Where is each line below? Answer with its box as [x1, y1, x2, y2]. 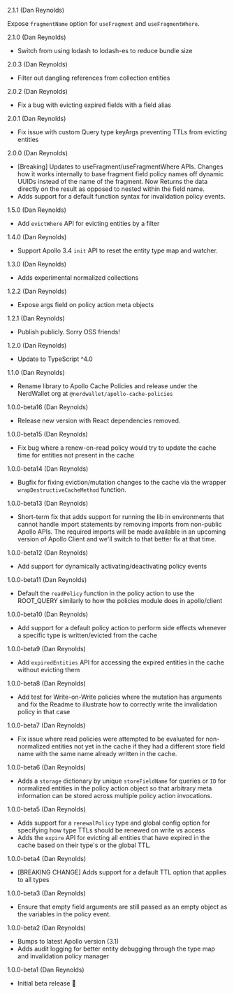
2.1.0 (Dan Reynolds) [7, 33, 66, 41]
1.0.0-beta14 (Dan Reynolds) [7, 464, 89, 473]
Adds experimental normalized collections [17, 274, 139, 282]
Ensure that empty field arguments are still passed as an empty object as [17, 902, 228, 911]
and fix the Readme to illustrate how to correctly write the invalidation [17, 700, 218, 709]
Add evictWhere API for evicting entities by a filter [17, 220, 160, 227]
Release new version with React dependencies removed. [17, 416, 181, 425]
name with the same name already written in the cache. [17, 750, 177, 758]
